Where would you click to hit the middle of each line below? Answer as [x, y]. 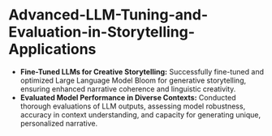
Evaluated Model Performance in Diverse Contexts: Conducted [128, 97]
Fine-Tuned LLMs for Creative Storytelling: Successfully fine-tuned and [142, 71]
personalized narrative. [59, 123]
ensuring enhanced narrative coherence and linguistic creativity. [128, 89]
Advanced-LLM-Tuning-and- [108, 15]
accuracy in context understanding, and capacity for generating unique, [140, 114]
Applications [52, 49]
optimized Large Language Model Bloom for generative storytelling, [133, 80]
